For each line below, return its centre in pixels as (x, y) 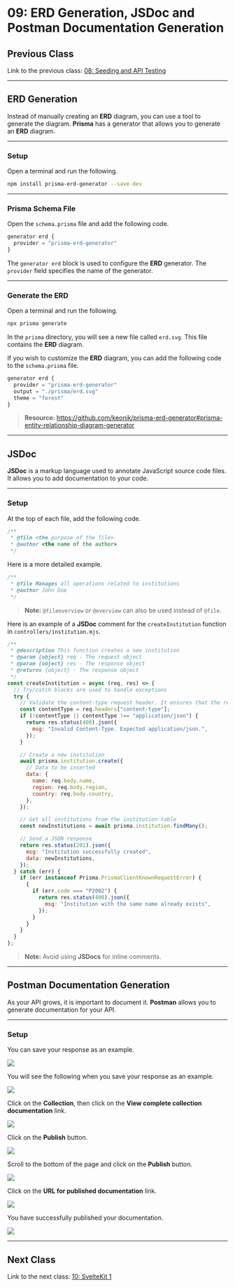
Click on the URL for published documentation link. (82, 1191)
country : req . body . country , (73, 794)
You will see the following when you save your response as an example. (111, 1076)
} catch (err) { (37, 871)
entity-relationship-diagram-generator (79, 425)
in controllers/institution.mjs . (54, 631)
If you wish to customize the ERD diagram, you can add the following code (114, 358)
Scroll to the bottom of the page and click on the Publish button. (100, 1164)
